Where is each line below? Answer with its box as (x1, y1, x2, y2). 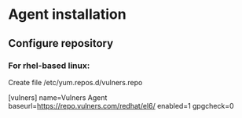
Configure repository (8, 37, 114, 50)
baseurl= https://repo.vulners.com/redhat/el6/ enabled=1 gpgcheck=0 (8, 101, 234, 110)
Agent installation (8, 5, 127, 23)
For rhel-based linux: (8, 60, 90, 71)
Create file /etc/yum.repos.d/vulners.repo (8, 77, 143, 87)
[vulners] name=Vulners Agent (8, 92, 108, 102)
